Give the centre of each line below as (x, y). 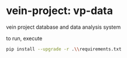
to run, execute (24, 38)
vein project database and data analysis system (63, 27)
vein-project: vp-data (59, 11)
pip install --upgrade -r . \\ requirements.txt (64, 49)
